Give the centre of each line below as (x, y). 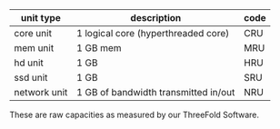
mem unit (34, 48)
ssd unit (31, 78)
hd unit (29, 63)
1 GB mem (99, 48)
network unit (41, 92)
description (156, 18)
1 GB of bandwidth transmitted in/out (156, 92)
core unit (33, 33)
